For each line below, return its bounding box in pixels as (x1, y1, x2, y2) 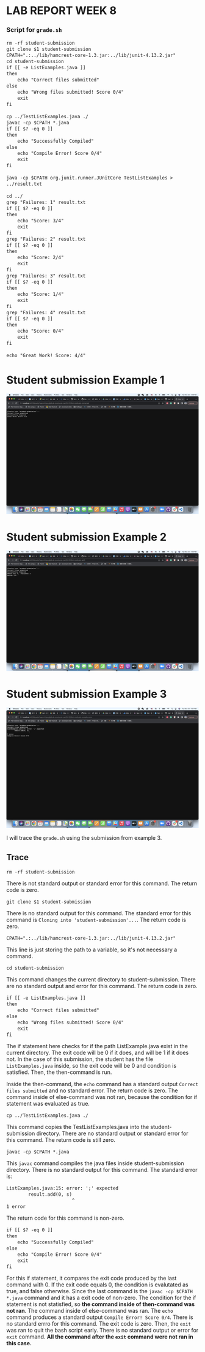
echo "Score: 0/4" (17, 328, 64, 334)
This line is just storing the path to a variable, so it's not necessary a (6, 946, 178, 953)
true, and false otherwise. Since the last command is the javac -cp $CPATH (6, 1288, 193, 1295)
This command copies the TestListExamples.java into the (6, 1124, 149, 1131)
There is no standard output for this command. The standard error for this (6, 910, 192, 917)
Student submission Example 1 (6, 373, 165, 387)
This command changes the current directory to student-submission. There (6, 976, 196, 983)
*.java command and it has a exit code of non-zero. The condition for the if (6, 1294, 196, 1302)
